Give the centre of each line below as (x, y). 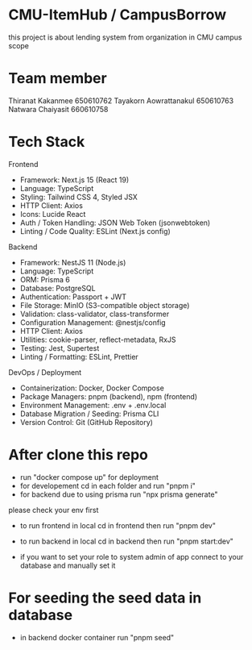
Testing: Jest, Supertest (60, 348)
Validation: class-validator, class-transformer (95, 314)
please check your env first (54, 510)
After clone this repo (78, 455)
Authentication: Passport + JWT (73, 297)
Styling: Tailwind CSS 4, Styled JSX (79, 197)
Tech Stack (47, 142)
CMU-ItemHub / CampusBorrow (118, 15)
